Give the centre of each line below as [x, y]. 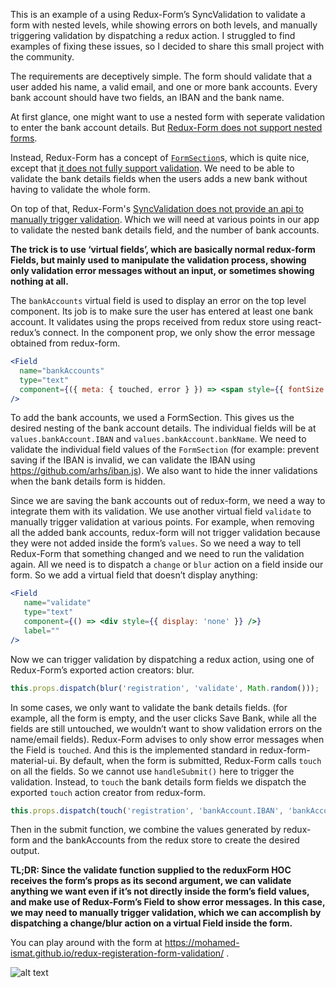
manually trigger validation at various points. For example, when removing [162, 522]
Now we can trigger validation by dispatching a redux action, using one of [162, 659]
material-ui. [34, 760]
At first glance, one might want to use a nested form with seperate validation [168, 117]
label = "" [41, 630]
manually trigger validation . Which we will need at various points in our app [165, 219]
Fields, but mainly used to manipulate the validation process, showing [158, 260]
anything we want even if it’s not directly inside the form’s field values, [160, 891]
